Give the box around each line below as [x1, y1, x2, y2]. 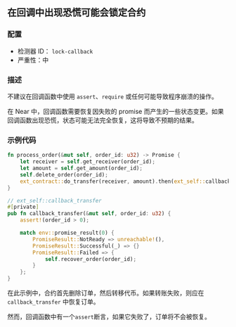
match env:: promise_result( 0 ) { [20, 229, 114, 237]
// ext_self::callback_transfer [7, 197, 102, 204]
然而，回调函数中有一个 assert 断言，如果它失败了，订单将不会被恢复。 [7, 312, 211, 321]
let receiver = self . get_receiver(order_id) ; [20, 158, 156, 165]
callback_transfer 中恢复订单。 [7, 297, 100, 306]
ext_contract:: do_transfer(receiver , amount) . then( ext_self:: [20, 178, 206, 185]
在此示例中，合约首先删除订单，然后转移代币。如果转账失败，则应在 [7, 289, 204, 297]
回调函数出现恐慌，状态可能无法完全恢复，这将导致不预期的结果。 [7, 115, 198, 124]
